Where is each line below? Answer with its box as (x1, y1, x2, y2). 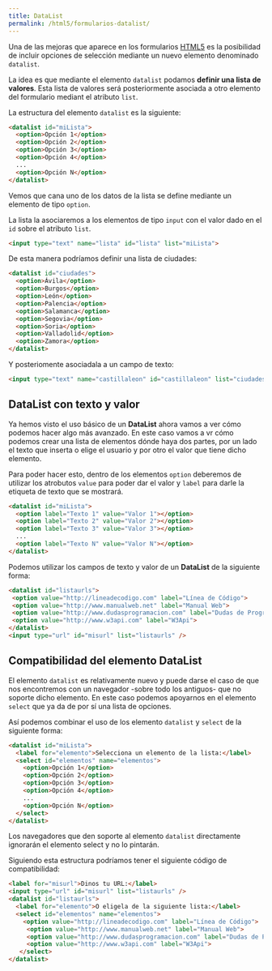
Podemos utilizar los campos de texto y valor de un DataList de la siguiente (8, 562, 261, 571)
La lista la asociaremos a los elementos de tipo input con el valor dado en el (8, 215, 262, 225)
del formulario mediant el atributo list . (8, 92, 138, 101)
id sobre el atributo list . (8, 224, 91, 233)
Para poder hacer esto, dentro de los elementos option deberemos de (8, 469, 242, 479)
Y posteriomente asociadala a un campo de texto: (8, 360, 174, 369)
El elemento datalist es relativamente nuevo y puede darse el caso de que (8, 675, 259, 685)
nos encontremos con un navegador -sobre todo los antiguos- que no (8, 684, 241, 694)
